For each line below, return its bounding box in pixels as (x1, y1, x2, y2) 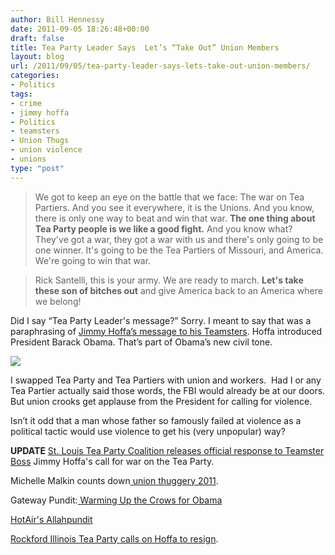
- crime (10, 98, 43, 108)
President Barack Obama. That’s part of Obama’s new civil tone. (10, 336, 273, 348)
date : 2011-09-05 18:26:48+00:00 (10, 24, 150, 34)
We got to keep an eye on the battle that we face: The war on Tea (34, 191, 305, 203)
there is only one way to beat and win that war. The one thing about (34, 212, 316, 224)
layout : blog (10, 52, 65, 62)
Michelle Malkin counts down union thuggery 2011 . (10, 474, 219, 486)
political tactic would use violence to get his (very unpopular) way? (10, 425, 286, 437)
